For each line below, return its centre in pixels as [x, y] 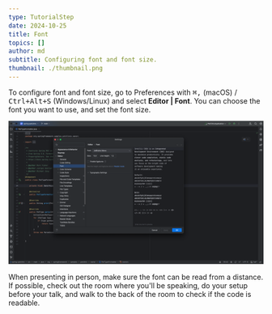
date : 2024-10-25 [38, 25]
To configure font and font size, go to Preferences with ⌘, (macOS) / [123, 92]
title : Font [28, 34]
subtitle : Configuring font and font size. [83, 60]
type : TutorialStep [41, 17]
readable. [24, 303]
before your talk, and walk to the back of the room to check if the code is [130, 295]
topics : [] [27, 43]
